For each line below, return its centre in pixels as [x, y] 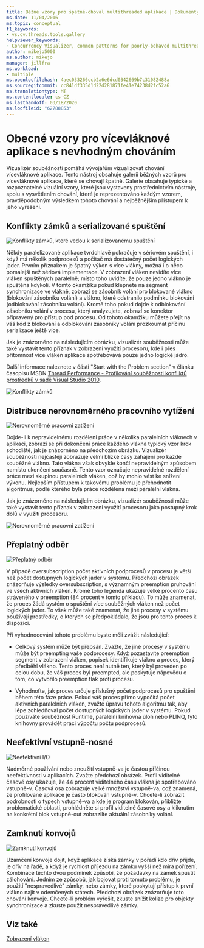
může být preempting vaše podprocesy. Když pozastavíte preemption [102, 653]
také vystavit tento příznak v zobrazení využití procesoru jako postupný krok [102, 508]
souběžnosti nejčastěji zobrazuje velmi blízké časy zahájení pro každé [94, 457]
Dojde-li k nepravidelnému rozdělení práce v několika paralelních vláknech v [102, 437]
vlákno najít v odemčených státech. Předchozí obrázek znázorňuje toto [95, 892]
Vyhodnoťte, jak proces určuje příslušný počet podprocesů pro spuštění [105, 691]
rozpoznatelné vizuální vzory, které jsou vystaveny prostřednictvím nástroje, [102, 188]
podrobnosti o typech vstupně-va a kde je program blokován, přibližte [94, 801]
